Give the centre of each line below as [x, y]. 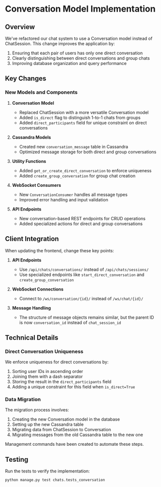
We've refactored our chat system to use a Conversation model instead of [79, 38]
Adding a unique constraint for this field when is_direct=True [73, 387]
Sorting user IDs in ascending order [48, 372]
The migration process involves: [37, 410]
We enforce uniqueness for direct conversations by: [57, 362]
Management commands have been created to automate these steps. [74, 444]
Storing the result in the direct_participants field [62, 382]
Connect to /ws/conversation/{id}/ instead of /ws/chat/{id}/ [81, 298]
